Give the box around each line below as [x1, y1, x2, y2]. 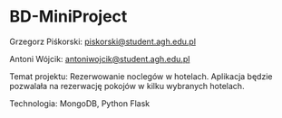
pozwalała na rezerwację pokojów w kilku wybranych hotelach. [9, 80, 245, 91]
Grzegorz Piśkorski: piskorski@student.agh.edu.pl [9, 36, 197, 47]
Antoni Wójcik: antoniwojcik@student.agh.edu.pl [9, 53, 190, 64]
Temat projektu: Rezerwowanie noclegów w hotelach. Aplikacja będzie [9, 70, 273, 82]
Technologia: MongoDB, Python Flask [9, 97, 151, 109]
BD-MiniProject [9, 6, 128, 27]
